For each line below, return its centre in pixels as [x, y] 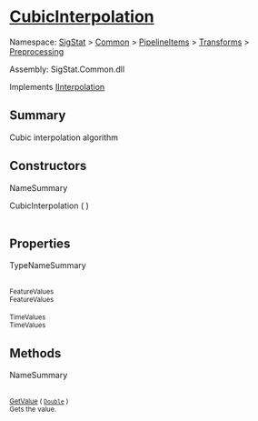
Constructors [48, 166]
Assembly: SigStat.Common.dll [67, 69]
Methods [35, 353]
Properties [40, 243]
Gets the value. [33, 410]
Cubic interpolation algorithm [64, 137]
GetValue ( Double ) [39, 402]
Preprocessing [37, 51]
